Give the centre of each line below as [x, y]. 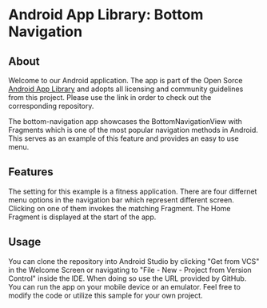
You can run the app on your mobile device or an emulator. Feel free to [125, 286]
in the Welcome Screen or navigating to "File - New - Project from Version [130, 270]
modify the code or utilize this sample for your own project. [106, 295]
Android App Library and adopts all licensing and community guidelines [126, 89]
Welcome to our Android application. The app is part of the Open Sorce [126, 80]
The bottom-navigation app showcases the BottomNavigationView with [125, 121]
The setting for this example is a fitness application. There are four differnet [133, 191]
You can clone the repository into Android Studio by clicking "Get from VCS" [134, 261]
